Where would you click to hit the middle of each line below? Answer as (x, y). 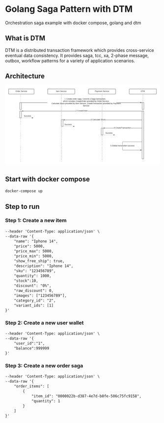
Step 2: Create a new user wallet (44, 323)
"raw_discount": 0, (34, 290)
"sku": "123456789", (35, 271)
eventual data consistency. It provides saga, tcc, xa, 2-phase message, (77, 55)
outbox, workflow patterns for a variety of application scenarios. (70, 61)
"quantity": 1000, (33, 276)
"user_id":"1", (29, 344)
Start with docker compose (47, 179)
